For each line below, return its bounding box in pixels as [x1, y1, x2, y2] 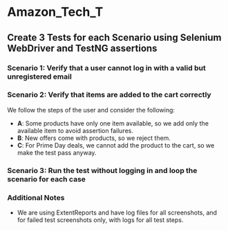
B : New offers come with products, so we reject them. [17, 134, 171, 142]
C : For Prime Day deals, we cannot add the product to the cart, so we [17, 141, 215, 149]
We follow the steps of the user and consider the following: [7, 106, 175, 114]
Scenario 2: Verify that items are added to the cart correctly [7, 90, 212, 100]
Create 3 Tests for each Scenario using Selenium [7, 32, 222, 43]
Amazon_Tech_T [7, 4, 104, 20]
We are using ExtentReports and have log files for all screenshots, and [17, 208, 218, 217]
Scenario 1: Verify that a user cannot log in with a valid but [7, 63, 206, 72]
